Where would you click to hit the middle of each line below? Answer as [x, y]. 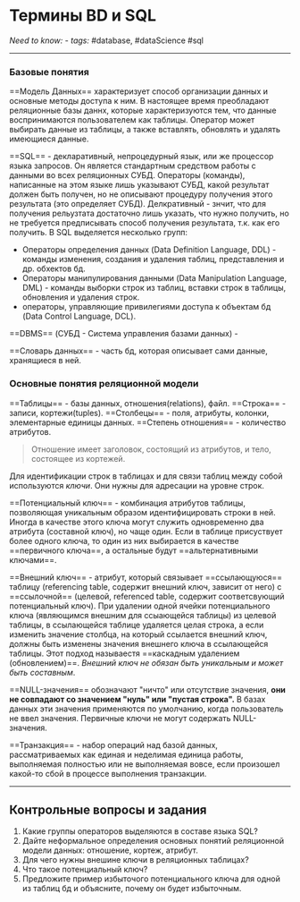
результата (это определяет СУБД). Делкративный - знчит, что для [137, 204]
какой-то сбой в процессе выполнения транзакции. [108, 773]
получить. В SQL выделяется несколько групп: [99, 233]
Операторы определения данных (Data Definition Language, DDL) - [149, 250]
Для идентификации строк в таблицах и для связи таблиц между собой [146, 476]
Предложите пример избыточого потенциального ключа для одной [151, 879]
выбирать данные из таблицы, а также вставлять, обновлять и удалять [145, 130]
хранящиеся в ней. [46, 361]
